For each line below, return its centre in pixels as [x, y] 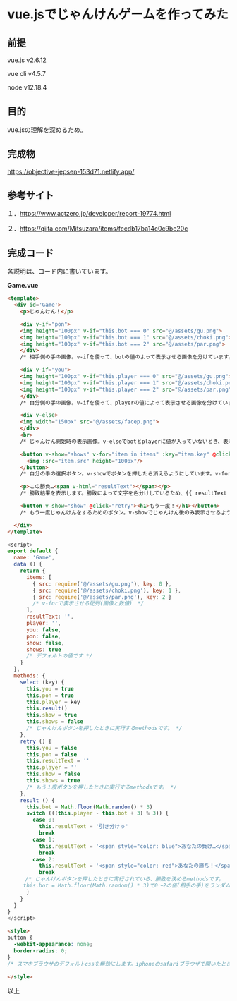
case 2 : [44, 859]
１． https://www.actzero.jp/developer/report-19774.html [89, 214]
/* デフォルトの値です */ [59, 656]
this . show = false [53, 774]
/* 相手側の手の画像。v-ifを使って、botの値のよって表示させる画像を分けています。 [127, 357]
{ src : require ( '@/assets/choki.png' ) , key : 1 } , [107, 590]
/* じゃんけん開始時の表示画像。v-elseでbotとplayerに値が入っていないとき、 [122, 442]
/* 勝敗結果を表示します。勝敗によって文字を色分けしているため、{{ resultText [123, 493]
